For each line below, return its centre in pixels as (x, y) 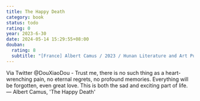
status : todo (22, 23)
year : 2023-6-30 (26, 34)
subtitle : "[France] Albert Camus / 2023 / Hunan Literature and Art (99, 56)
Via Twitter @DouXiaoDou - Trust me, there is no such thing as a (85, 72)
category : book (25, 17)
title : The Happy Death (36, 12)
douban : (16, 45)
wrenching (19, 79)
